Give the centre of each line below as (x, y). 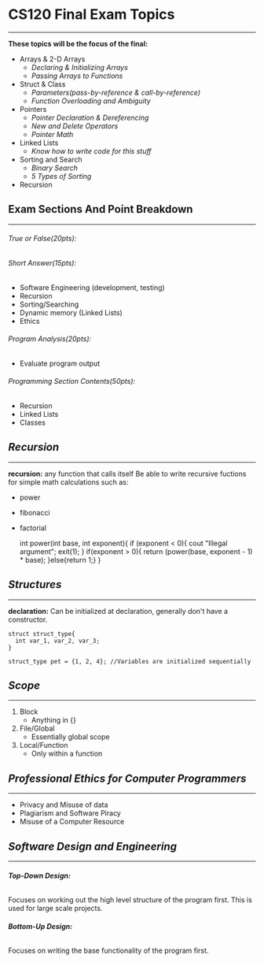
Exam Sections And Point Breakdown (101, 209)
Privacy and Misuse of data (64, 805)
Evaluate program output (60, 363)
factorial (33, 528)
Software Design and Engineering (93, 846)
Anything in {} (53, 720)
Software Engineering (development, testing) (92, 287)
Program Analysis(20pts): (50, 339)
